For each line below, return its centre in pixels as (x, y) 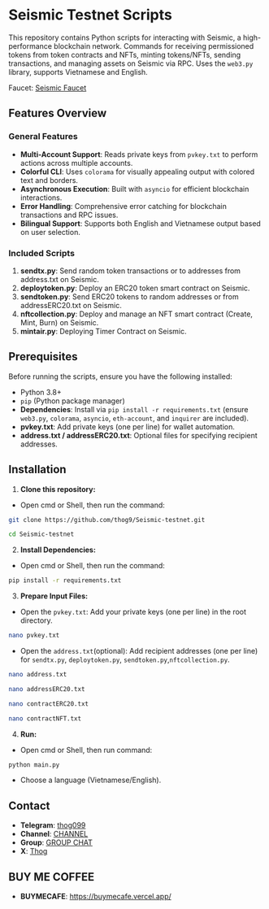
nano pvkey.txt (34, 636)
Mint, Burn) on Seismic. (59, 322)
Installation (37, 470)
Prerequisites (43, 357)
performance (30, 46)
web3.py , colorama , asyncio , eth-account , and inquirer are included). (134, 418)
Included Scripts (42, 253)
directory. (36, 620)
